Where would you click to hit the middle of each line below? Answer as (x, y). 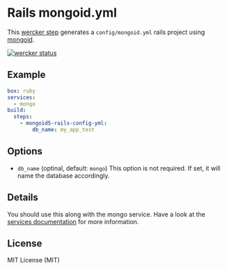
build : (17, 110)
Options (25, 151)
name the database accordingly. (63, 175)
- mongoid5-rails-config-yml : (64, 123)
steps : (23, 117)
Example (26, 75)
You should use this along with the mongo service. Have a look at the (106, 214)
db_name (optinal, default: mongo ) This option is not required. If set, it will (119, 168)
